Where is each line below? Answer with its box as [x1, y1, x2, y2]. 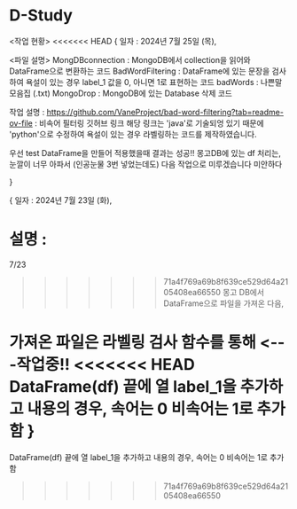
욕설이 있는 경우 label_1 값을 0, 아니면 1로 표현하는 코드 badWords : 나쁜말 [25, 76, 283, 87]
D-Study [9, 5, 74, 26]
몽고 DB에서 [223, 286, 264, 297]
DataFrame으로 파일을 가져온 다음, [163, 298, 285, 309]
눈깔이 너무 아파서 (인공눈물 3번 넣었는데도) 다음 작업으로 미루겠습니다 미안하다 [9, 159, 283, 169]
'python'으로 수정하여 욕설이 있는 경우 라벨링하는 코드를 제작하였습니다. [9, 129, 257, 139]
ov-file [9, 117, 33, 129]
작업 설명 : [9, 106, 45, 117]
